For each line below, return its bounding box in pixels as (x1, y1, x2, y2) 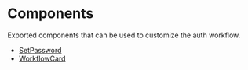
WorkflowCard (18, 54, 66, 63)
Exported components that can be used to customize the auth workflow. (7, 30, 241, 40)
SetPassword (18, 45, 62, 54)
